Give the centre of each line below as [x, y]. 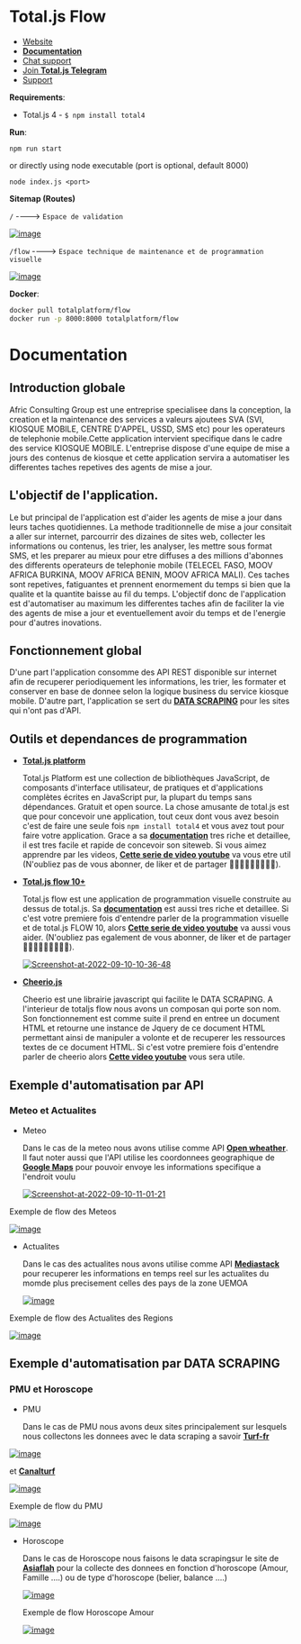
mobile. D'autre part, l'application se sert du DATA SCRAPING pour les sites [150, 701]
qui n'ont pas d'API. [45, 711]
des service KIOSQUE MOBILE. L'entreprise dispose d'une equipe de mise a [150, 448]
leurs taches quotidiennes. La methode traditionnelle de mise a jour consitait [150, 527]
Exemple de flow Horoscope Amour [88, 1612]
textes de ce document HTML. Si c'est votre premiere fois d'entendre [150, 1048]
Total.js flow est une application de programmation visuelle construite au [157, 899]
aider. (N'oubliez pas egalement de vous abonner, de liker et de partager [157, 938]
